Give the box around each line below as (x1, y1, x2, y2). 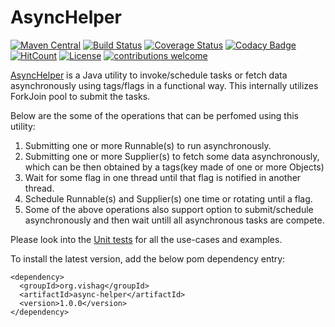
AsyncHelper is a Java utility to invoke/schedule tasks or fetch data (10, 69, 288, 81)
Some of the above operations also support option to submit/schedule (24, 203, 314, 215)
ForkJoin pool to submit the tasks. (10, 90, 151, 102)
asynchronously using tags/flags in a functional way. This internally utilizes (10, 79, 319, 91)
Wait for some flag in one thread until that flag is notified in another (24, 171, 302, 183)
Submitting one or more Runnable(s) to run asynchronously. (24, 139, 272, 151)
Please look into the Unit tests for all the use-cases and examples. (10, 233, 283, 245)
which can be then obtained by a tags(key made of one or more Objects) (24, 161, 325, 173)
